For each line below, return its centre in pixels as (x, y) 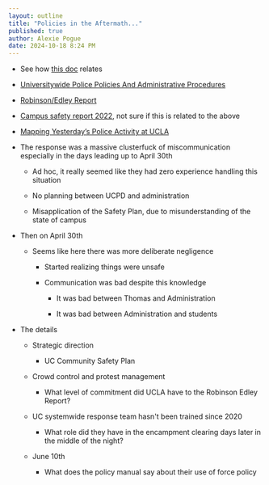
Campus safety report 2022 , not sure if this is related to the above (130, 116)
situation (46, 180)
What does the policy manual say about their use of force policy (150, 472)
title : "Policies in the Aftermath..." (76, 23)
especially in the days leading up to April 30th (96, 156)
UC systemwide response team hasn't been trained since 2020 (137, 416)
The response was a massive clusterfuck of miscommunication (125, 147)
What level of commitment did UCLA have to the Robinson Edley (151, 392)
